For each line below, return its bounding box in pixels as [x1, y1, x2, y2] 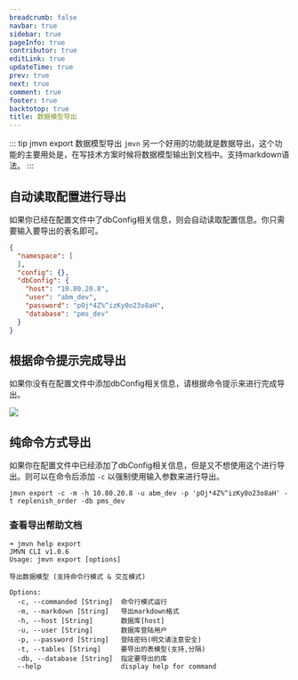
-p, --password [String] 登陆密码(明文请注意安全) [17, 635, 202, 644]
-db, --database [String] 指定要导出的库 [17, 654, 167, 664]
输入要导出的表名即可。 [16, 225, 103, 236]
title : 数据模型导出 [9, 112, 77, 121]
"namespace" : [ [17, 251, 74, 260]
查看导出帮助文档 [9, 519, 83, 531]
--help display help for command [17, 662, 217, 671]
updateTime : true [9, 63, 74, 72]
